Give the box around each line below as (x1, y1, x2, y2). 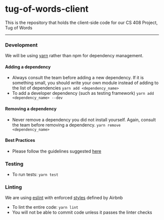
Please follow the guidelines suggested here (12, 148, 102, 154)
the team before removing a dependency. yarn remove (12, 122, 121, 128)
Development (5, 42, 38, 48)
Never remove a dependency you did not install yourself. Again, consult (12, 116, 156, 123)
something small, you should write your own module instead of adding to (12, 80, 159, 86)
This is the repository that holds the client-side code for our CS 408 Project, (5, 20, 158, 25)
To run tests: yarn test (12, 172, 59, 177)
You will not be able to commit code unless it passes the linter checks (12, 209, 152, 216)
